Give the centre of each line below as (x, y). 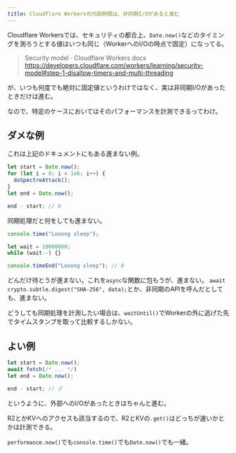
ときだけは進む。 (32, 96)
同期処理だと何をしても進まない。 (56, 220)
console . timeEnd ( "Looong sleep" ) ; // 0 (66, 266)
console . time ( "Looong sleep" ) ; (53, 234)
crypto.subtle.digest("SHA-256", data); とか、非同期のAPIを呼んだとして (115, 289)
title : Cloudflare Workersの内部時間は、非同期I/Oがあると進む (93, 14)
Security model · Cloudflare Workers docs (85, 58)
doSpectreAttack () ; (42, 181)
